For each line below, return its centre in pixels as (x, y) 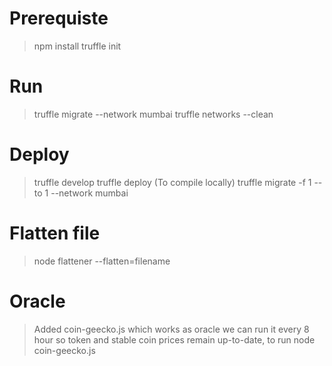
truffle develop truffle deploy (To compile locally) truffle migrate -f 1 (172, 182)
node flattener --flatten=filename (102, 261)
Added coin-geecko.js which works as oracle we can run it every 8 (171, 329)
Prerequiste (59, 18)
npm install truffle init (77, 46)
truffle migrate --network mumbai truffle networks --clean (153, 114)
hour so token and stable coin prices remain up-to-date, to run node (174, 339)
